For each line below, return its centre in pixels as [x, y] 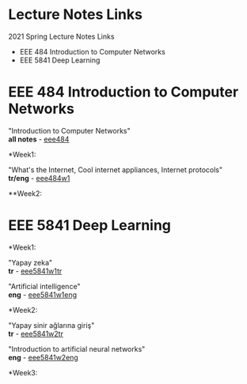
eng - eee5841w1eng [43, 295]
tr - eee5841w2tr [36, 333]
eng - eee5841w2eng [44, 357]
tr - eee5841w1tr [35, 271]
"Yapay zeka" [30, 262]
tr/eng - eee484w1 [39, 178]
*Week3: [23, 372]
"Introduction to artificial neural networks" [77, 348]
